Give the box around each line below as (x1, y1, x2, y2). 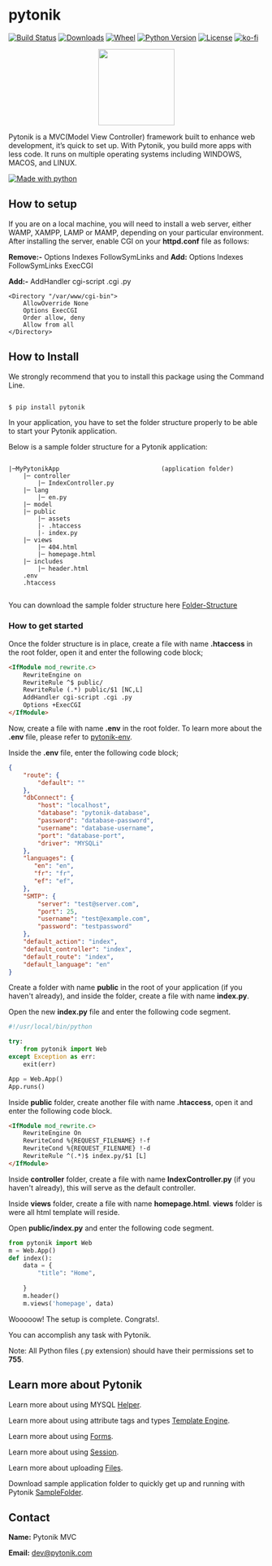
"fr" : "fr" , (33, 870, 75, 878)
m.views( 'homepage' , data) (23, 1299, 114, 1308)
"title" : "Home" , (37, 1269, 96, 1278)
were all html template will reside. (8, 1207, 120, 1217)
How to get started (8, 621, 84, 632)
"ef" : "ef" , (33, 877, 75, 885)
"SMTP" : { (23, 892, 57, 901)
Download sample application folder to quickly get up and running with (8, 1478, 245, 1488)
